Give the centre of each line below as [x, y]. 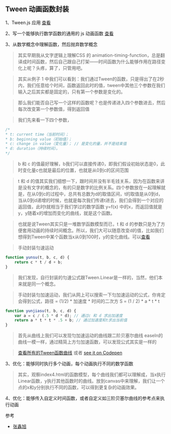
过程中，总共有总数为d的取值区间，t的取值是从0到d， [107, 194]
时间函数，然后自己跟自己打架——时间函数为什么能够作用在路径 [94, 61]
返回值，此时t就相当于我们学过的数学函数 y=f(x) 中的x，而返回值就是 [90, 207]
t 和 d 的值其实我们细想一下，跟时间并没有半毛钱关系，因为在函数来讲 [91, 181]
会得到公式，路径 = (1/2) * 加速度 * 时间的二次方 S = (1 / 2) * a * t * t [89, 301]
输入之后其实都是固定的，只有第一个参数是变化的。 [71, 92]
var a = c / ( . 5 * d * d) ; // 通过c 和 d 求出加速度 [69, 316]
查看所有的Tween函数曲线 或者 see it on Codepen [70, 353]
